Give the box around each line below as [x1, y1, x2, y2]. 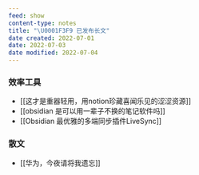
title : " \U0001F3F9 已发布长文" [8, 26, 110, 34]
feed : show [8, 11, 45, 20]
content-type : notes [8, 19, 78, 27]
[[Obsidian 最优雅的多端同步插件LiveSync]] [19, 117, 162, 126]
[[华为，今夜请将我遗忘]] [19, 157, 101, 168]
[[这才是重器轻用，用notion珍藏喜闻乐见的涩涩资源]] [19, 97, 192, 106]
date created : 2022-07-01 [8, 34, 94, 42]
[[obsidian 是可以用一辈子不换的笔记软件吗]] [19, 106, 165, 116]
